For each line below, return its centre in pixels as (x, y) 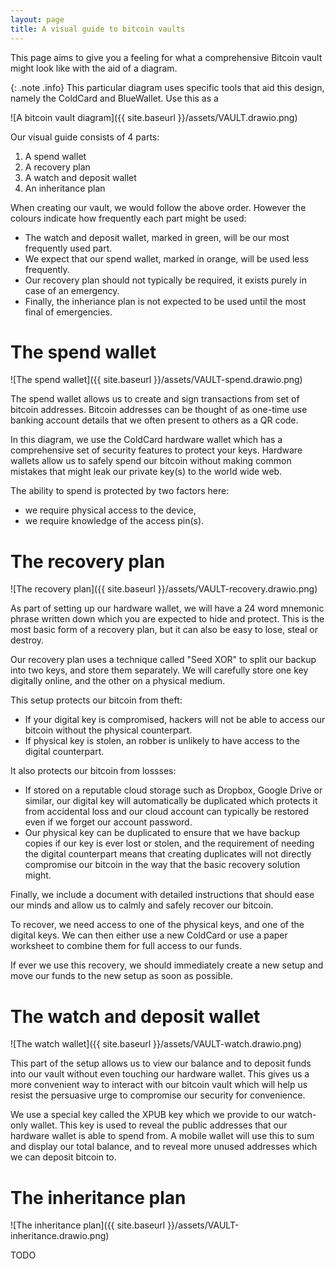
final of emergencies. (68, 312)
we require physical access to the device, (110, 510)
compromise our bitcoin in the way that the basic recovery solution (162, 865)
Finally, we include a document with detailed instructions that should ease (162, 895)
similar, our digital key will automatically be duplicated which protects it (171, 801)
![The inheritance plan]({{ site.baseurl (88, 1225)
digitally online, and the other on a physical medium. (118, 681)
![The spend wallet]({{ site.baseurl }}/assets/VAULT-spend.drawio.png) (156, 380)
